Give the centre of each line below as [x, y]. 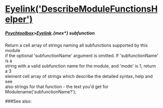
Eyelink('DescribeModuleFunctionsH [81, 9]
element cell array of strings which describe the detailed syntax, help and [79, 76]
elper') [19, 19]
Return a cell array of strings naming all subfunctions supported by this [76, 45]
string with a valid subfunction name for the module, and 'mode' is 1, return [81, 66]
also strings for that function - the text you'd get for [57, 87]
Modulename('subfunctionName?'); [41, 92]
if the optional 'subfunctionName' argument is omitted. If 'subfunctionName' [82, 56]
